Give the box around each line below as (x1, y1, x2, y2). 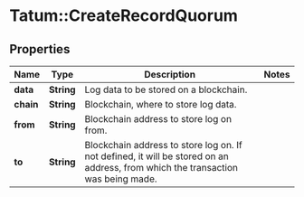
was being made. (84, 173, 157, 185)
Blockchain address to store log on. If (84, 139, 242, 151)
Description (144, 69, 196, 80)
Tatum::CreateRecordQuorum (9, 5, 238, 26)
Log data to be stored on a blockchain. (84, 83, 248, 96)
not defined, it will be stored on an (84, 150, 229, 163)
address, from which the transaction (84, 162, 238, 174)
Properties (9, 42, 71, 57)
